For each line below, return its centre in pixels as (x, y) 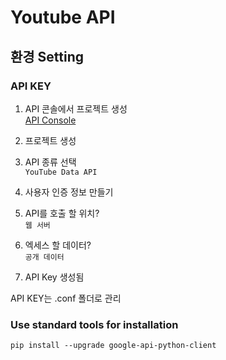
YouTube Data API (61, 172)
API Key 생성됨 (54, 277)
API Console (50, 120)
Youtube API (63, 17)
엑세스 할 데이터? (58, 245)
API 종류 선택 (50, 162)
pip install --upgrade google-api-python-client (113, 346)
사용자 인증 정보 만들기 (69, 192)
